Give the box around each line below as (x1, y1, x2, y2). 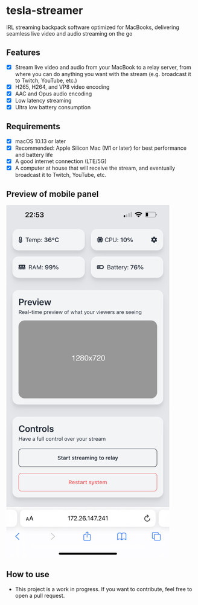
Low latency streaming (14, 97, 72, 104)
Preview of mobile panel (6, 188, 99, 199)
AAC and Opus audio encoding (14, 90, 92, 97)
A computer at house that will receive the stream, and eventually (14, 164, 176, 172)
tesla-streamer (6, 4, 83, 18)
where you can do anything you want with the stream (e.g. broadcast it (14, 70, 191, 77)
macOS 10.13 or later (14, 137, 66, 145)
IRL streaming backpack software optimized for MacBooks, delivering (6, 24, 180, 31)
